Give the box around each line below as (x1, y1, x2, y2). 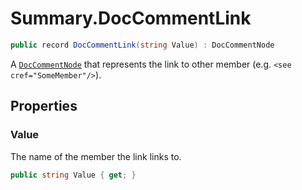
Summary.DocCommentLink (10, 7, 252, 30)
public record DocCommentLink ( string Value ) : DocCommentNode (10, 40, 275, 50)
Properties (10, 98, 78, 115)
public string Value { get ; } (10, 170, 137, 180)
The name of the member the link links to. (10, 150, 182, 162)
